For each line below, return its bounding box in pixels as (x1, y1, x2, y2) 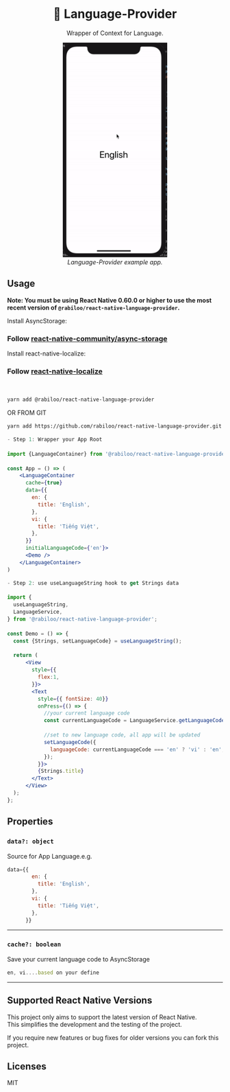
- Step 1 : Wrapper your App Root (7, 436, 103, 443)
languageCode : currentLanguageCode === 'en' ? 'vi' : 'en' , (50, 746, 225, 753)
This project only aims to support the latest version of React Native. (7, 1012, 197, 1021)
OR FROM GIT (7, 408, 47, 417)
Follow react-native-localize (7, 367, 103, 376)
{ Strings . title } (37, 768, 84, 775)
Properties (7, 816, 53, 828)
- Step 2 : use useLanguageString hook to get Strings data (7, 579, 179, 586)
